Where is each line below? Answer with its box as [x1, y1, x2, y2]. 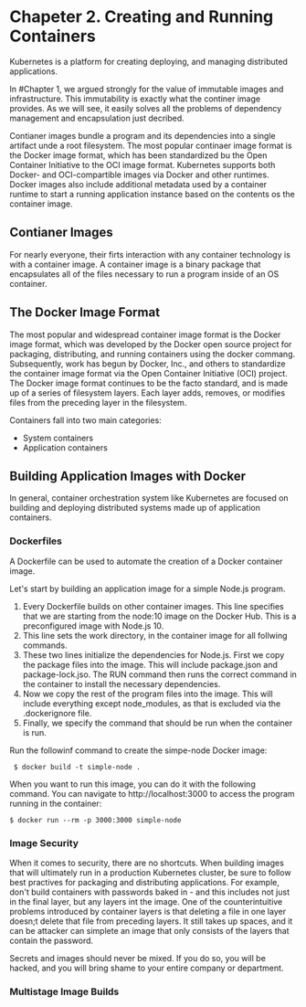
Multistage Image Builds [9, 985, 120, 998]
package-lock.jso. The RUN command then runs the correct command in [22, 669, 297, 680]
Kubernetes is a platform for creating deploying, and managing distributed [9, 56, 288, 67]
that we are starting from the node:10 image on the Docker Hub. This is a [22, 610, 297, 621]
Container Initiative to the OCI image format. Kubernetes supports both [9, 159, 276, 170]
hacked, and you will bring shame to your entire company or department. [9, 962, 284, 973]
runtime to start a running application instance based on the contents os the [9, 188, 295, 199]
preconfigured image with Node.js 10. [22, 620, 164, 631]
